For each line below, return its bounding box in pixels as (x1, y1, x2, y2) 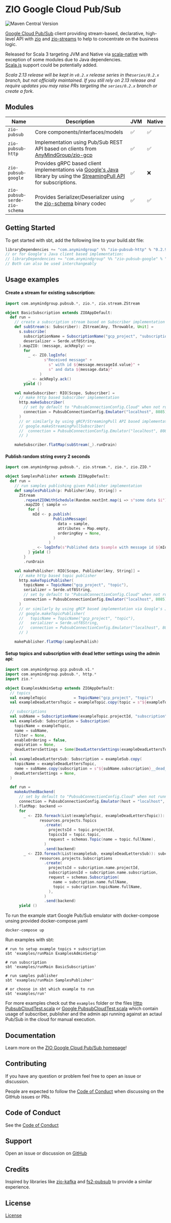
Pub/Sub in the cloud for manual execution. (5, 1016, 96, 1023)
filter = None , (14, 733, 47, 738)
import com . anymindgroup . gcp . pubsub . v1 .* (5, 667, 95, 672)
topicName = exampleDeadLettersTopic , (14, 761, 97, 766)
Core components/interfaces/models (35, 129, 123, 136)
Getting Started (5, 223, 55, 233)
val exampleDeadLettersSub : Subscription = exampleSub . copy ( (10, 756, 142, 762)
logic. (5, 41, 17, 47)
